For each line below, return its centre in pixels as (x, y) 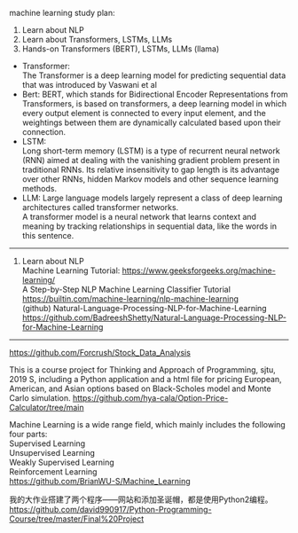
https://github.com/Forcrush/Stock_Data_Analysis (100, 353)
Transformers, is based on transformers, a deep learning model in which (154, 104)
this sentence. (48, 235)
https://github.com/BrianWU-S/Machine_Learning (100, 481)
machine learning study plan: (62, 13)
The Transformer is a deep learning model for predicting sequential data (154, 75)
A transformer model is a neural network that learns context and (139, 217)
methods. (39, 188)
